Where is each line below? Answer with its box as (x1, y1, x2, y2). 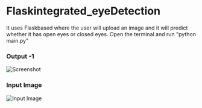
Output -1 (6, 52, 34, 60)
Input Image (6, 81, 42, 89)
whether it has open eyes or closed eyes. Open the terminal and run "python (6, 30, 196, 37)
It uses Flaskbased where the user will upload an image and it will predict (6, 24, 188, 31)
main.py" (6, 37, 29, 44)
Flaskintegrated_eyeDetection (6, 4, 161, 18)
